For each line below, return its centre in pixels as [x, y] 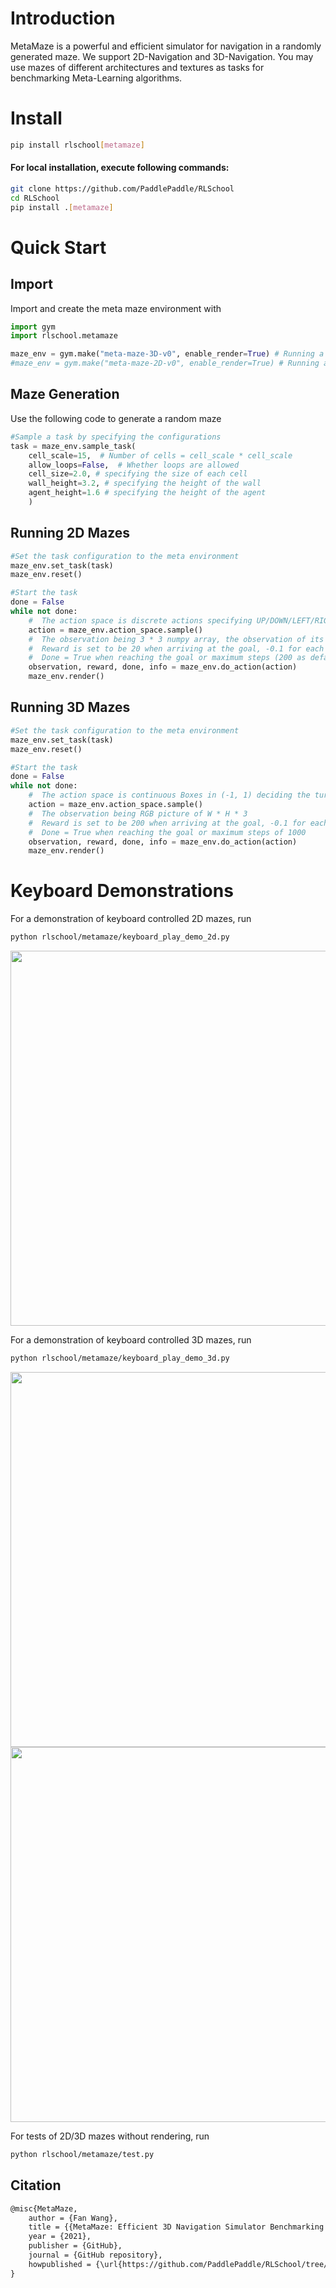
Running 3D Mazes [70, 707]
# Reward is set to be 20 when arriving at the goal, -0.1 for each [176, 648]
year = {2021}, [60, 2237]
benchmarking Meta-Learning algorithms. [96, 78]
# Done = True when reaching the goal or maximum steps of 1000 [167, 832]
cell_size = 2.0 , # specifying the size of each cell [138, 474]
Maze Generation [65, 394]
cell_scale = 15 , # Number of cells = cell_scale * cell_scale [160, 455]
